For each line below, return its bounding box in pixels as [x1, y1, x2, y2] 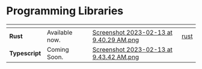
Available [47, 28, 73, 36]
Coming [47, 45, 69, 54]
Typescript [9, 49, 41, 57]
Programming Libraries [6, 4, 124, 18]
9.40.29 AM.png [92, 36, 139, 44]
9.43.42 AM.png [92, 52, 139, 61]
